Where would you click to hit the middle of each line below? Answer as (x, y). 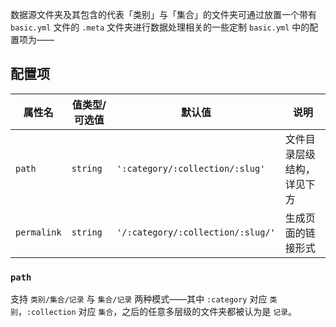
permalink (38, 232)
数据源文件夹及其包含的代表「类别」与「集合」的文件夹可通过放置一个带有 (163, 14)
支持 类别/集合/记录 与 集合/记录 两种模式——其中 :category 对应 (139, 299)
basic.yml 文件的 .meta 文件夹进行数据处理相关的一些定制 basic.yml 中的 (160, 27)
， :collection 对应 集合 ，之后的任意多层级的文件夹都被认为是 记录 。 (157, 312)
